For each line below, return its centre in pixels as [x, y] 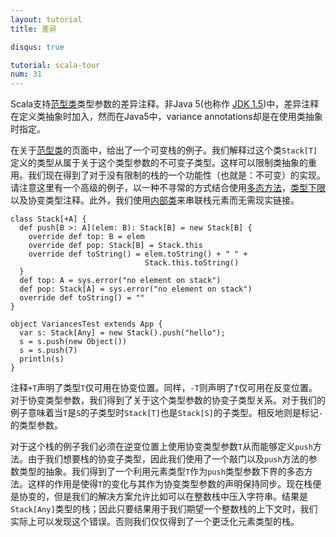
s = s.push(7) [48, 351]
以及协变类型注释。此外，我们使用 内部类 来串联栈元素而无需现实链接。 [155, 200]
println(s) [42, 359]
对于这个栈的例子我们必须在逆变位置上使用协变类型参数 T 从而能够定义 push [161, 447]
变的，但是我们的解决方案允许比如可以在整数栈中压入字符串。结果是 [167, 497]
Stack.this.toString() [192, 263]
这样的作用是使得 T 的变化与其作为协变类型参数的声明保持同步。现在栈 [170, 484]
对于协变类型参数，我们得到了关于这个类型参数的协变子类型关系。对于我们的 [168, 400]
